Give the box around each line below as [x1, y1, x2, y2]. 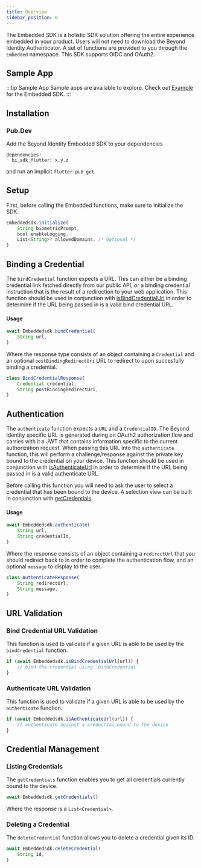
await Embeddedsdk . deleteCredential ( [6, 846, 101, 852]
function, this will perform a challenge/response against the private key [6, 451, 183, 458]
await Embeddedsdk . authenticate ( [6, 522, 91, 528]
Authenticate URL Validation [6, 684, 91, 692]
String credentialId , [17, 533, 71, 540]
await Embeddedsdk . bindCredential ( [6, 328, 96, 334]
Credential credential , [17, 380, 77, 387]
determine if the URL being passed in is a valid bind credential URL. [6, 301, 174, 308]
